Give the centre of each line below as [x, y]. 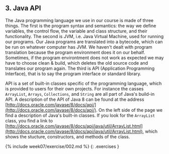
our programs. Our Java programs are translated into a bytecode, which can [84, 42]
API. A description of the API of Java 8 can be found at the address [75, 99]
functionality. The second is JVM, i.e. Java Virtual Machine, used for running [84, 36]
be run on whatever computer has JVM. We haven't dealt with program [79, 47]
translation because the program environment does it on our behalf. [75, 52]
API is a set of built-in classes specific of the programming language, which [83, 83]
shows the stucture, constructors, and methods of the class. [68, 136]
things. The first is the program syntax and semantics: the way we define [81, 26]
